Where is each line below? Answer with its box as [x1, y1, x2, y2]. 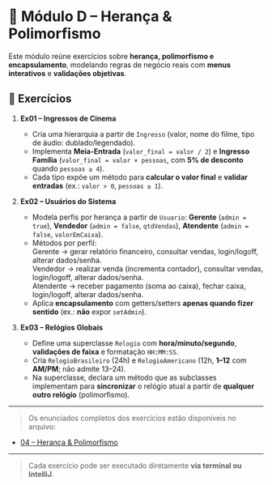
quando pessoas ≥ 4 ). [32, 164, 105, 173]
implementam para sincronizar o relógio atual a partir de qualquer [32, 381, 255, 391]
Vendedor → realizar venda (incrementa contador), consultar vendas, [32, 263, 264, 274]
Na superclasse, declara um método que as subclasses [32, 372, 217, 382]
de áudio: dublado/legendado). [32, 138, 136, 147]
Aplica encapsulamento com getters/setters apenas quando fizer [32, 298, 254, 308]
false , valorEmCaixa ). [32, 229, 104, 239]
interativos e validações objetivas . [8, 68, 127, 78]
